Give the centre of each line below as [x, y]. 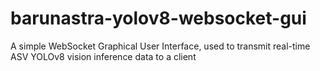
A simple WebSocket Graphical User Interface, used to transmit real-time [160, 46]
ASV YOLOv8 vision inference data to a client [103, 56]
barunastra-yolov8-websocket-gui [158, 18]
